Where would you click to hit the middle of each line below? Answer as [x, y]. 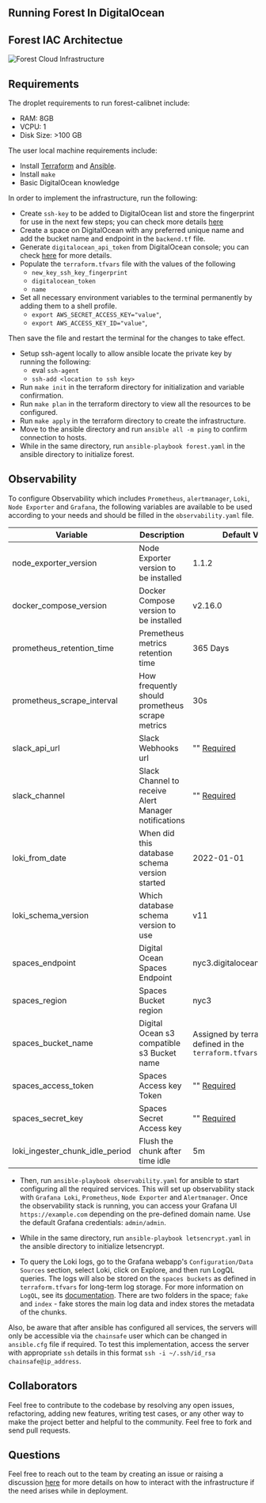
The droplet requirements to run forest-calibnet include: [99, 103]
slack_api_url [36, 748]
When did [157, 833]
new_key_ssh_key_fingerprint [80, 273]
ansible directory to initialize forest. [77, 455]
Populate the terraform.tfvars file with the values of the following [127, 264]
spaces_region [40, 1000]
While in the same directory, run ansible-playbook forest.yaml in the [132, 446]
